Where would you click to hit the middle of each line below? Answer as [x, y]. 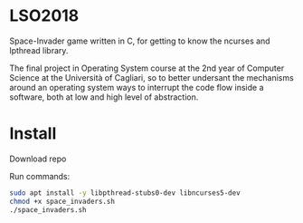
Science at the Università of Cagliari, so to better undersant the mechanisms [151, 77]
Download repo [38, 159]
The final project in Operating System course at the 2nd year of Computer [147, 68]
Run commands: [40, 176]
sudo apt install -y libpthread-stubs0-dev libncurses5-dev [125, 193]
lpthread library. [39, 50]
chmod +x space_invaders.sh [62, 201]
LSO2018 [44, 16]
